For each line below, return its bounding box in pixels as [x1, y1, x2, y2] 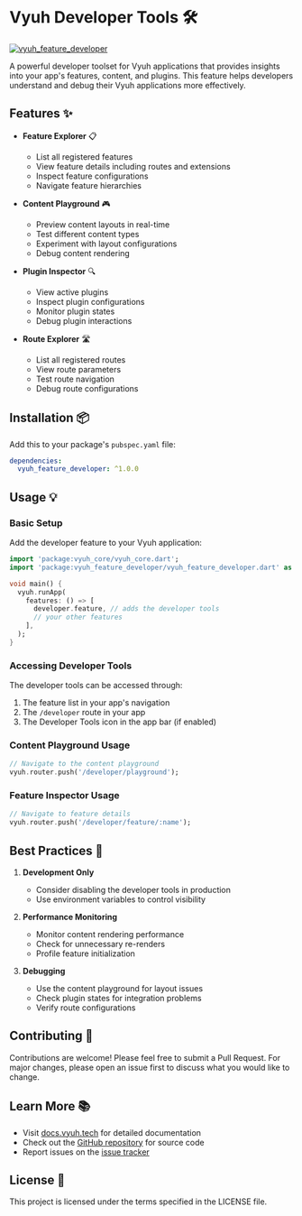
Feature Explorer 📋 [22, 130, 97, 141]
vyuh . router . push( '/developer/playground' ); [9, 768, 179, 777]
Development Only [22, 867, 95, 878]
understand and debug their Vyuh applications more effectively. [9, 79, 246, 90]
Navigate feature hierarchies [35, 180, 142, 190]
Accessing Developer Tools [9, 659, 133, 672]
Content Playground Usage [9, 739, 131, 751]
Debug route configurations [35, 382, 139, 393]
